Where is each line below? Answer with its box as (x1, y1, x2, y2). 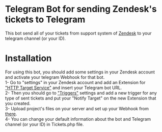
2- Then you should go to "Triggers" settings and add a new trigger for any (5, 90, 157, 96)
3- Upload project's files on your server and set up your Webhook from (5, 105, 149, 111)
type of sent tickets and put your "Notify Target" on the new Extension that (5, 95, 157, 101)
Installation (5, 53, 52, 64)
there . (5, 111, 17, 117)
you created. (5, 100, 31, 106)
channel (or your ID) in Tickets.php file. (5, 121, 84, 127)
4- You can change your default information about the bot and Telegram (5, 116, 151, 122)
